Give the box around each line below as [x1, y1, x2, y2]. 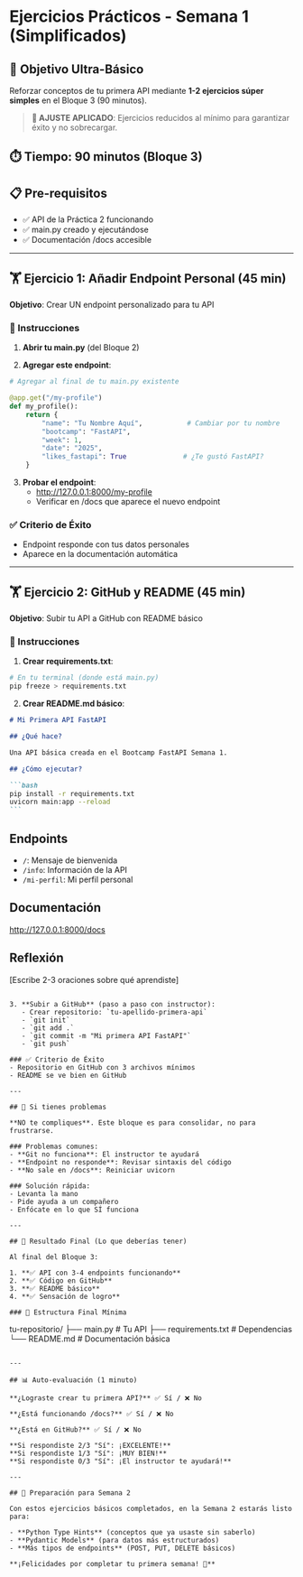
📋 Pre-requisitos [9, 185, 108, 200]
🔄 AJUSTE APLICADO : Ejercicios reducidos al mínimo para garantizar [31, 113, 290, 123]
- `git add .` [21, 1023, 75, 1033]
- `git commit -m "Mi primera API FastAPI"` [21, 1031, 192, 1040]
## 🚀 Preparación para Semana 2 [9, 1488, 131, 1498]
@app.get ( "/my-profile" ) [9, 394, 103, 403]
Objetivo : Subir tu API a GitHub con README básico [9, 613, 203, 624]
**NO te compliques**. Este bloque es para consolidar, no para [9, 1118, 256, 1127]
